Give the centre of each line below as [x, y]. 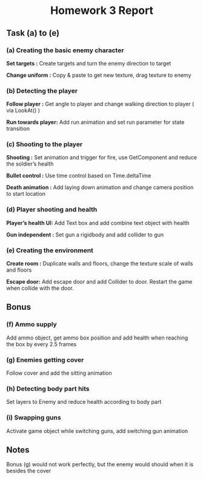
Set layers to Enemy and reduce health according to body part [84, 402]
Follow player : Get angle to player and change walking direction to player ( [100, 104]
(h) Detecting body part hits [48, 389]
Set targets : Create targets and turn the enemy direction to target [89, 63]
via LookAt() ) [23, 110]
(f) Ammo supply [32, 324]
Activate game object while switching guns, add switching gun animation [97, 430]
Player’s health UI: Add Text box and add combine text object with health [98, 223]
